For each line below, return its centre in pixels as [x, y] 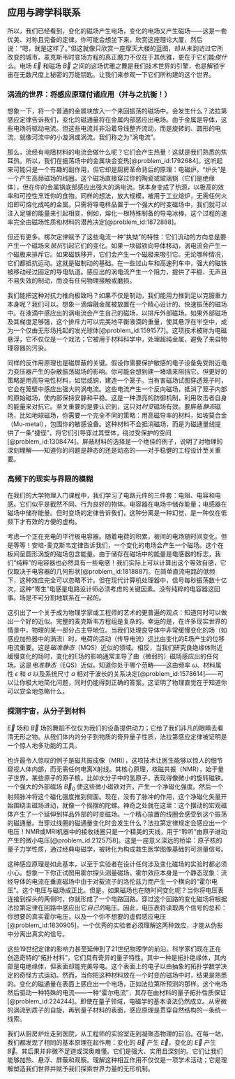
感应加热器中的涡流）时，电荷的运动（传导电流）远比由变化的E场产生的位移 [116, 639]
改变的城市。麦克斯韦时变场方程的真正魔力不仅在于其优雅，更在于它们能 [111, 57]
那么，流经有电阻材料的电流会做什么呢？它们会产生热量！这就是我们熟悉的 [114, 152]
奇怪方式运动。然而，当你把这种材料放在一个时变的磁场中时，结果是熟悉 [123, 975]
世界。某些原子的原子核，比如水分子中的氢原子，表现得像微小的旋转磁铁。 [120, 777]
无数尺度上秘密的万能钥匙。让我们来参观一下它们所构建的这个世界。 [117, 74]
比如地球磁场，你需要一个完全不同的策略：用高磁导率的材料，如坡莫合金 [123, 416]
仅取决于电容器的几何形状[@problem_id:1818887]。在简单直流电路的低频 [111, 572]
